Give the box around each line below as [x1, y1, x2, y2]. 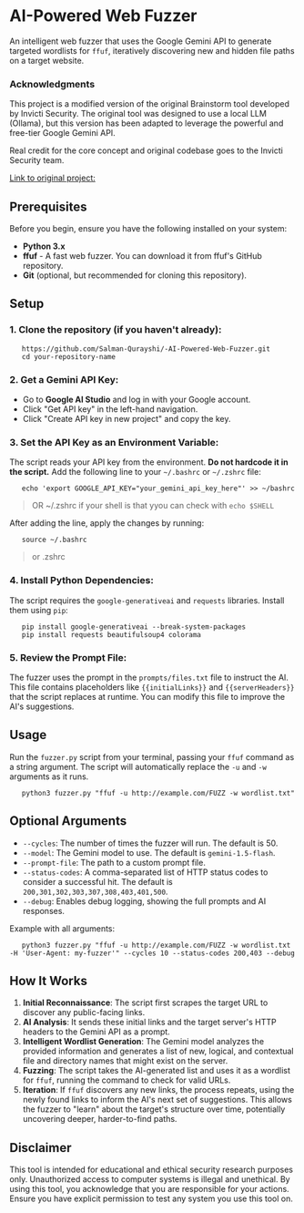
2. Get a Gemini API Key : [9, 373, 119, 385]
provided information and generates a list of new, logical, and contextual [22, 1045, 294, 1057]
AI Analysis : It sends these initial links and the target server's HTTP [22, 1017, 278, 1028]
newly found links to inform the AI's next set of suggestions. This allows [22, 1095, 293, 1105]
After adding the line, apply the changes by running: [9, 518, 205, 529]
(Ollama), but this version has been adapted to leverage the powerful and [9, 118, 284, 128]
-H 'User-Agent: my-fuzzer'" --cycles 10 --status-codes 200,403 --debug [9, 949, 296, 958]
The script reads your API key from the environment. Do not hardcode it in [9, 457, 289, 468]
